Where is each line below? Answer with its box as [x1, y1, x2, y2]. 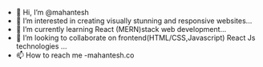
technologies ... [15, 41, 67, 51]
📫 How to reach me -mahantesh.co [15, 50, 135, 60]
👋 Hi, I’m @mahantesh [15, 8, 90, 17]
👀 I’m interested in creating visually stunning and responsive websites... [15, 16, 253, 26]
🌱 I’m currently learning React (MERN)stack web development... [15, 25, 227, 33]
